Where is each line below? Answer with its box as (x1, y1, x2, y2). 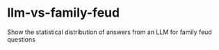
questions (7, 35, 36, 43)
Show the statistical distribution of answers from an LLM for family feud (7, 28, 212, 36)
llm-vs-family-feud (7, 5, 120, 21)
